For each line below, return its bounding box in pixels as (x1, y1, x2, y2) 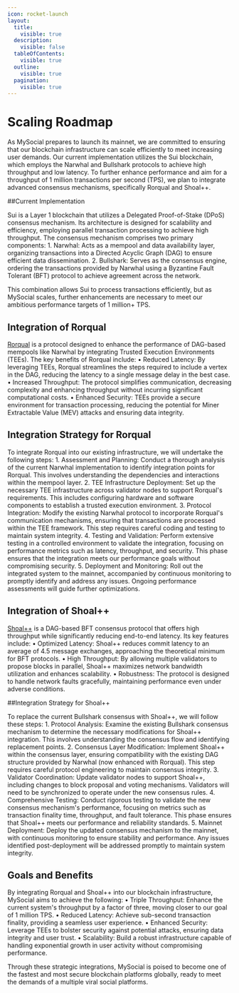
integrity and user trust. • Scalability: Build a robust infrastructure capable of (7, 934, 232, 942)
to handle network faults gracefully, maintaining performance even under (7, 677, 222, 686)
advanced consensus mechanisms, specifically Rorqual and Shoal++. (7, 183, 211, 192)
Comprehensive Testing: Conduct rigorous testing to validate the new (7, 795, 211, 804)
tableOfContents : (14, 51, 65, 58)
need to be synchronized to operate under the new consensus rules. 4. (7, 788, 216, 796)
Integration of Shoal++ (7, 605, 110, 617)
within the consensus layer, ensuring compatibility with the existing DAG (7, 750, 219, 758)
